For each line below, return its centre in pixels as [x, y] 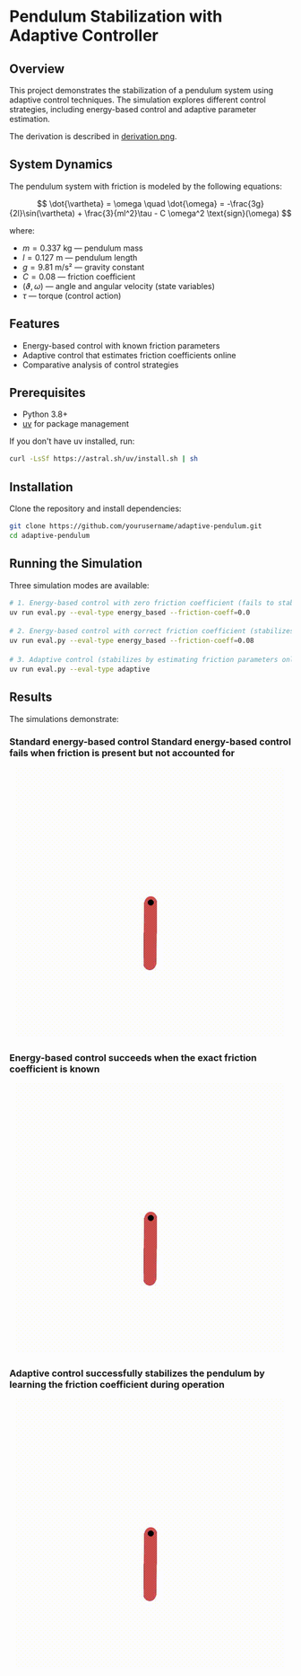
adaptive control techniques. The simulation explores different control [138, 100]
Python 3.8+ [45, 414]
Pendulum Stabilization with [116, 17]
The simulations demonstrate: [64, 719]
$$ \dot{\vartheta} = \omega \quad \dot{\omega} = [131, 203]
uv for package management [76, 424]
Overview [37, 69]
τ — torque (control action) [72, 296]
